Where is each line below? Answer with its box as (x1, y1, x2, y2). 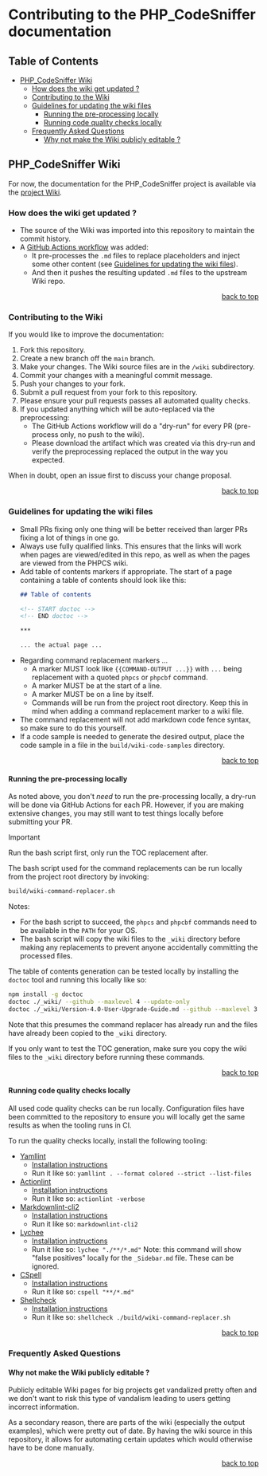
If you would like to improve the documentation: (8, 329, 164, 340)
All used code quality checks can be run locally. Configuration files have (8, 1103, 245, 1113)
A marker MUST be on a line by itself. (31, 690, 154, 699)
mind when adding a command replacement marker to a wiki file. (31, 707, 245, 716)
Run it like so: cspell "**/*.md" (31, 1286, 135, 1297)
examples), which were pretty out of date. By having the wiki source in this (8, 1426, 253, 1436)
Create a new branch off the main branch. (19, 353, 156, 364)
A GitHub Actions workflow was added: (19, 242, 149, 252)
